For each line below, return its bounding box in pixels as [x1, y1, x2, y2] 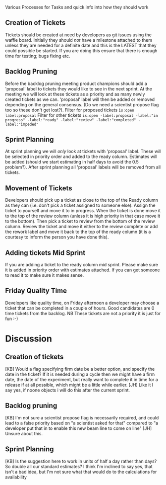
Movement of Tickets [5, 184, 72, 192]
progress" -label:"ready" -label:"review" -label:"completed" [5, 117, 136, 122]
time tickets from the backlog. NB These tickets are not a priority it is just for [5, 310, 161, 316]
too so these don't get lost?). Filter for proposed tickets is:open [5, 107, 135, 113]
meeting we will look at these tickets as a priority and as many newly [5, 91, 145, 97]
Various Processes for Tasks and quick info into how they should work [5, 4, 149, 10]
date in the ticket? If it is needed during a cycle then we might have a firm [5, 371, 155, 377]
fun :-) [5, 316, 18, 322]
